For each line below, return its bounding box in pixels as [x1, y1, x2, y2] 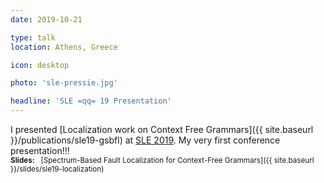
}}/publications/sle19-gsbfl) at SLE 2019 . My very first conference [10, 134, 281, 146]
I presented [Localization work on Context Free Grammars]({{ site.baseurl [10, 124, 314, 135]
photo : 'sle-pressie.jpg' [10, 78, 118, 88]
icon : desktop [10, 60, 70, 70]
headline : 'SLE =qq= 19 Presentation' [10, 96, 172, 106]
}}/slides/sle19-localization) [10, 164, 105, 174]
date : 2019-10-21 [10, 14, 83, 25]
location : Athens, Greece [10, 42, 118, 52]
